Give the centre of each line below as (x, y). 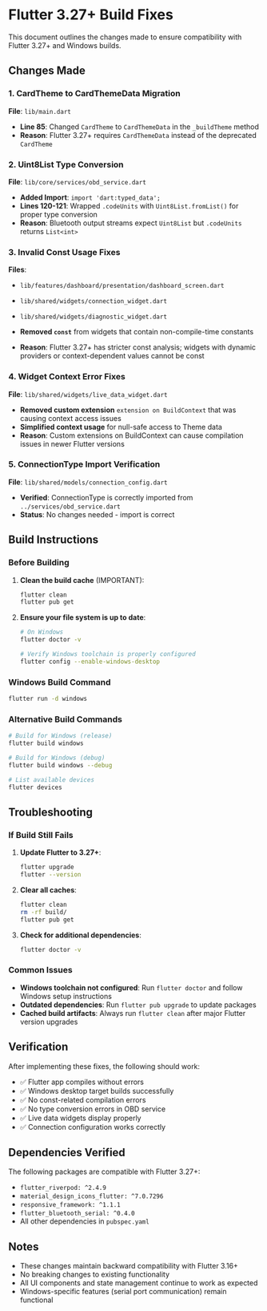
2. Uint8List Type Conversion (66, 164)
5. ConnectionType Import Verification (84, 464)
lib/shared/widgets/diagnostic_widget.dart (94, 317)
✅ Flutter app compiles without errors (82, 1082)
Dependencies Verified (67, 1152)
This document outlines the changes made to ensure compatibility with (125, 37)
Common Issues (41, 970)
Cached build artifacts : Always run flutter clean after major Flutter (133, 1013)
